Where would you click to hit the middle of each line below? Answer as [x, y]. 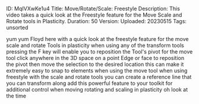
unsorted [17, 27]
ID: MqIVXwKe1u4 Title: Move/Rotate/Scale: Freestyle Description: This [93, 9]
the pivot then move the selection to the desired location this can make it [95, 64]
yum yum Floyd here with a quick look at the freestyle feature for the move [97, 39]
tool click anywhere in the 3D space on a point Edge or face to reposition [95, 58]
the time [16, 96]
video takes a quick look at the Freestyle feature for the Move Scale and [94, 15]
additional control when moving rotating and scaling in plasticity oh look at [97, 89]
